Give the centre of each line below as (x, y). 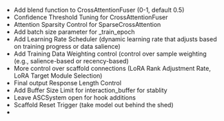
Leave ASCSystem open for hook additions (75, 98)
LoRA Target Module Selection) (58, 76)
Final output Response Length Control (68, 83)
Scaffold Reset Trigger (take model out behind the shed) (93, 105)
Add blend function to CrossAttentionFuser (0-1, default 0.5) (99, 10)
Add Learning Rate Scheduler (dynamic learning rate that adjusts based (115, 39)
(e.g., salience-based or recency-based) (71, 61)
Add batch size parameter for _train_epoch (74, 32)
